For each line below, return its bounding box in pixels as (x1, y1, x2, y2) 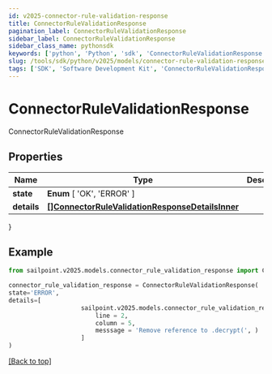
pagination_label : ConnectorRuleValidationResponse (8, 27, 186, 35)
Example (8, 245, 53, 259)
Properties (8, 150, 63, 164)
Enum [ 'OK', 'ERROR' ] (47, 187, 135, 199)
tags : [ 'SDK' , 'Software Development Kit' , (8, 65, 158, 73)
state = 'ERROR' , (8, 289, 60, 297)
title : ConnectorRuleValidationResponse (8, 19, 147, 28)
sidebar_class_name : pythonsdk (8, 42, 114, 50)
